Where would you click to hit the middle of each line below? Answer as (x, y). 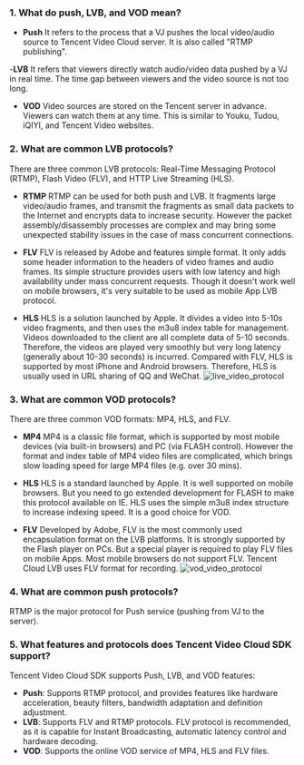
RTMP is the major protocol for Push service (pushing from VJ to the (137, 612)
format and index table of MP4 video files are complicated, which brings (157, 456)
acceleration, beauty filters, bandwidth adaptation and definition (142, 703)
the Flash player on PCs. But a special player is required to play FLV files (157, 549)
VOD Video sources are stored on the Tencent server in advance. (145, 106)
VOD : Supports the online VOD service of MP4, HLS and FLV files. (146, 751)
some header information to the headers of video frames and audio (148, 261)
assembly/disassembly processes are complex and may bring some (149, 225)
